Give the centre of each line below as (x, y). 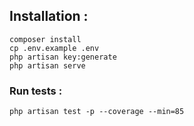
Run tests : (36, 91)
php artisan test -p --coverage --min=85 (97, 112)
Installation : (49, 16)
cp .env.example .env (54, 48)
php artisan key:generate (63, 57)
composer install (45, 39)
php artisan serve (47, 65)
